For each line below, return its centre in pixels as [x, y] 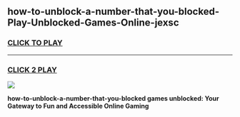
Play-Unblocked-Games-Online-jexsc [93, 23]
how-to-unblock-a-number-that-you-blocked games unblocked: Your [113, 98]
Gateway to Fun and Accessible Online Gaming [78, 106]
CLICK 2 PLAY [32, 69]
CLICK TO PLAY [35, 43]
